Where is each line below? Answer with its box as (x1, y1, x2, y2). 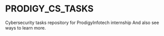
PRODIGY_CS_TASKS (5, 3, 94, 14)
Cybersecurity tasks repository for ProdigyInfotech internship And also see (5, 19, 160, 25)
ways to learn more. (5, 24, 46, 30)
